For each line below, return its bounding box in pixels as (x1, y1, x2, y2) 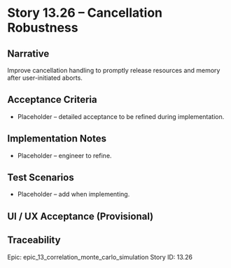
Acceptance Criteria (7, 94, 97, 106)
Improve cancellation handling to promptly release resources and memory (7, 66, 220, 74)
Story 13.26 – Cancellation (7, 5, 163, 21)
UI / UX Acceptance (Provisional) (7, 210, 154, 222)
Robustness (7, 20, 78, 36)
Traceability (7, 234, 61, 246)
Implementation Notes (7, 133, 107, 145)
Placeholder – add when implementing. (17, 190, 130, 199)
